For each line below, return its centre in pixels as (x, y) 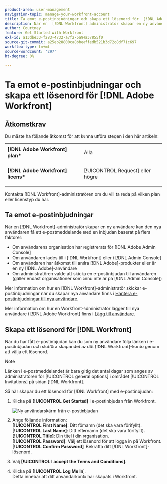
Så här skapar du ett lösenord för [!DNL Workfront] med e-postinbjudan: (79, 391)
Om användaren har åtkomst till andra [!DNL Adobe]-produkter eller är (84, 263)
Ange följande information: (40, 420)
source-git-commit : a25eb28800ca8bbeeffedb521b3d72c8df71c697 (71, 42)
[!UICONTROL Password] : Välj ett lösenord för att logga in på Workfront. (87, 441)
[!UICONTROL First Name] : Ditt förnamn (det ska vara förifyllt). (77, 425)
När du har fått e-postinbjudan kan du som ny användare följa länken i (77, 341)
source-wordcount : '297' (31, 51)
